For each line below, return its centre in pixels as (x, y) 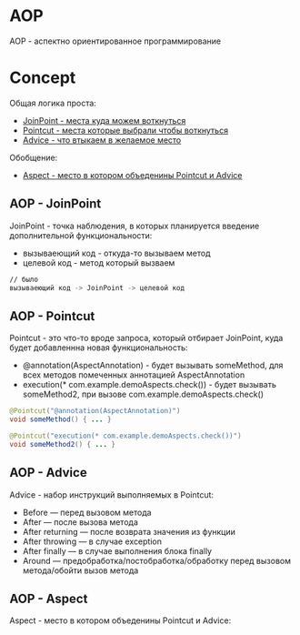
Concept (43, 78)
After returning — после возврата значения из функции (129, 531)
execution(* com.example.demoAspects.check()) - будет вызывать (150, 385)
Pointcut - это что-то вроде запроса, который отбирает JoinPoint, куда (146, 338)
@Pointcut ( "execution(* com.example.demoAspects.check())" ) (126, 436)
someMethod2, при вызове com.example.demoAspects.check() (143, 394)
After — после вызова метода (80, 522)
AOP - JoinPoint (55, 204)
